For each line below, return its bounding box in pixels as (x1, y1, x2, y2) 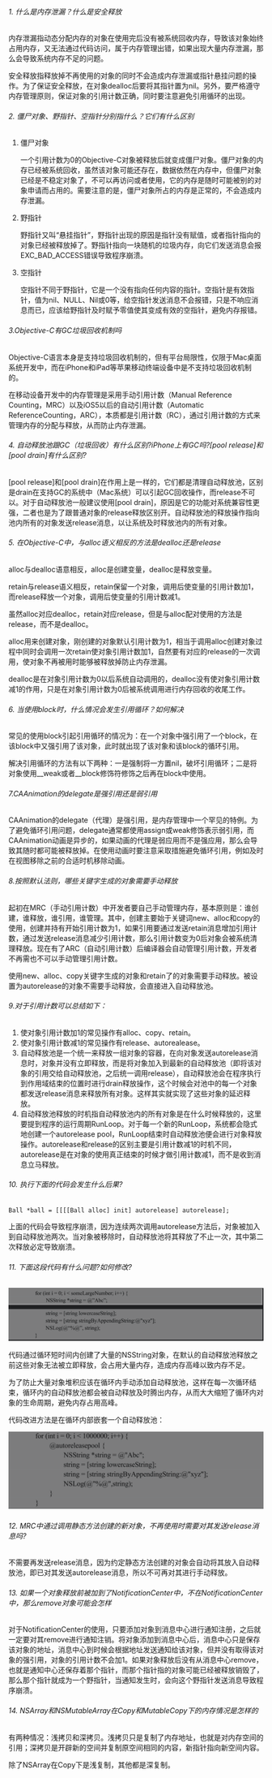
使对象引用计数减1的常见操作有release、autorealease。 (19, 1038, 205, 1047)
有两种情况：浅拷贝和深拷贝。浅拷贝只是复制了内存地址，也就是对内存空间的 (8, 1733, 264, 1742)
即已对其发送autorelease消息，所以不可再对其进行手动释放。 (29, 1568, 232, 1577)
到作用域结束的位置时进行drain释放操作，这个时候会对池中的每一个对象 (19, 1078, 257, 1088)
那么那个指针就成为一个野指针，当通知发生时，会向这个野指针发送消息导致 (8, 1676, 257, 1685)
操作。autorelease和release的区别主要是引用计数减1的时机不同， (19, 1139, 236, 1149)
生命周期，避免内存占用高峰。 (22, 1398, 122, 1408)
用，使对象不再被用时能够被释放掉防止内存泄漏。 (8, 657, 172, 667)
